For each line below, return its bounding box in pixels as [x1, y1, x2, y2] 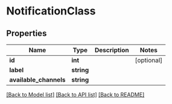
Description [94, 46, 129, 54]
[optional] [135, 56, 163, 64]
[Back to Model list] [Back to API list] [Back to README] [6, 91, 145, 98]
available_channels [9, 76, 66, 84]
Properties [6, 28, 47, 38]
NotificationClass [6, 4, 96, 18]
